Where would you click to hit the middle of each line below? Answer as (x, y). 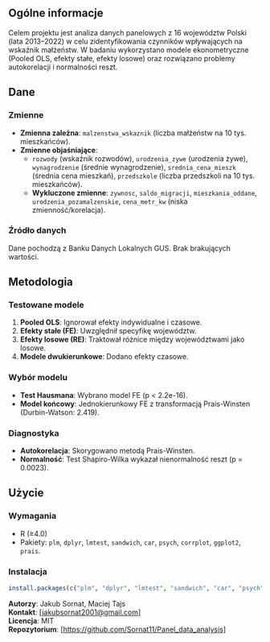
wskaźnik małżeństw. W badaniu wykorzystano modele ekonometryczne (129, 50)
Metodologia (41, 282)
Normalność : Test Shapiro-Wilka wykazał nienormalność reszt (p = (131, 459)
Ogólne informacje (56, 13)
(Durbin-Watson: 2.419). (60, 412)
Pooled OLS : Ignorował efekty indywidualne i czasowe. (111, 322)
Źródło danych (37, 230)
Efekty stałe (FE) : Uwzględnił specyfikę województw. (108, 331)
